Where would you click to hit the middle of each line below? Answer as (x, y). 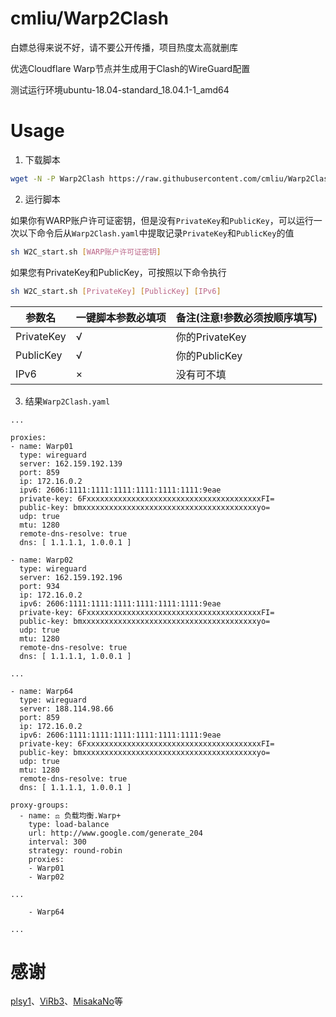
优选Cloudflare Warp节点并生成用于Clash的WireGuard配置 (130, 68)
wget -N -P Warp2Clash (57, 178)
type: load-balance (69, 824)
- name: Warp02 (42, 560)
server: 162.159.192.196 (71, 577)
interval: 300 (57, 842)
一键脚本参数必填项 (121, 317)
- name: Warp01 (42, 446)
